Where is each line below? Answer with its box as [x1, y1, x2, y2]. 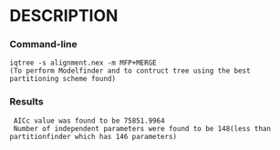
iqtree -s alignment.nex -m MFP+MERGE [9, 58, 157, 68]
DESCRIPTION [9, 5, 119, 26]
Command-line [9, 38, 78, 51]
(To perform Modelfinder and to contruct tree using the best [9, 66, 251, 75]
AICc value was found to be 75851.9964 [13, 115, 166, 125]
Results [9, 95, 44, 108]
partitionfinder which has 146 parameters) [9, 132, 178, 141]
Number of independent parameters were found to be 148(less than [13, 124, 272, 133]
